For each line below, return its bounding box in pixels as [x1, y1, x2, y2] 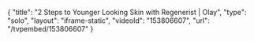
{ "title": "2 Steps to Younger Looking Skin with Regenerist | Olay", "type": [7, 8, 247, 17]
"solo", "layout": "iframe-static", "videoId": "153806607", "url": [7, 16, 211, 25]
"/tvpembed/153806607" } [7, 24, 94, 33]
